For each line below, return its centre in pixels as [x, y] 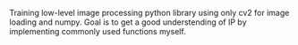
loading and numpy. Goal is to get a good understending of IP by [128, 22]
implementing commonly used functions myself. [98, 31]
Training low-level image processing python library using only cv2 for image [149, 13]
